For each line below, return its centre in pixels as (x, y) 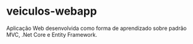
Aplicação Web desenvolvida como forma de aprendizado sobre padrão (96, 28)
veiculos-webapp (52, 11)
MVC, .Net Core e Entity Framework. (52, 34)
